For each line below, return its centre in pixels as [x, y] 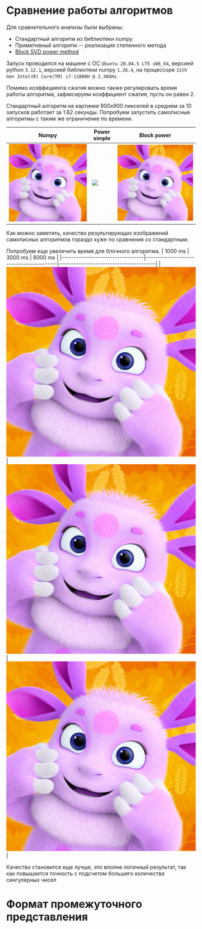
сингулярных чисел [32, 880]
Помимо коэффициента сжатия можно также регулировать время [92, 87]
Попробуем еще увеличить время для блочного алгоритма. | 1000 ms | [98, 251]
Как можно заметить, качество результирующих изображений [87, 233]
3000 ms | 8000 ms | [32, 257]
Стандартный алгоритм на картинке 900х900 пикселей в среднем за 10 [99, 105]
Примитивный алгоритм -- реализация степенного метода [90, 45]
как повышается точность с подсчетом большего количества [85, 873]
